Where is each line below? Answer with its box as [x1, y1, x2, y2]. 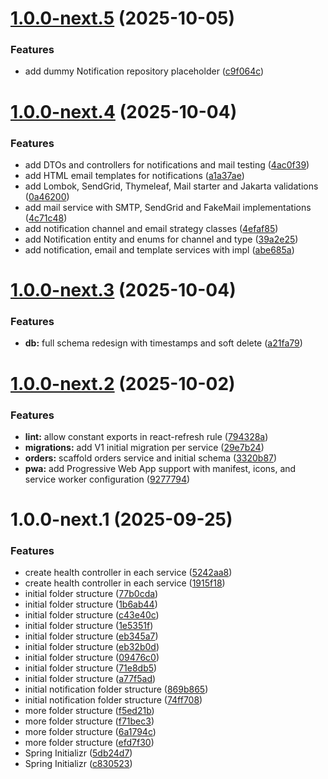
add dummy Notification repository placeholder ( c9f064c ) [24, 65, 265, 77]
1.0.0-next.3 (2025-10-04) [10, 279, 237, 302]
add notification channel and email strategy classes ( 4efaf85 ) [24, 222, 279, 234]
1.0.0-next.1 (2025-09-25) [10, 508, 233, 531]
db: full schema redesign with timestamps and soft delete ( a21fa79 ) [24, 337, 303, 349]
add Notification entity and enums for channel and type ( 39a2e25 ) [24, 233, 299, 245]
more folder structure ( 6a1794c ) [24, 726, 157, 738]
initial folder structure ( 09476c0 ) [24, 652, 160, 664]
